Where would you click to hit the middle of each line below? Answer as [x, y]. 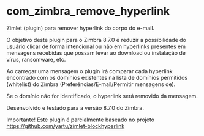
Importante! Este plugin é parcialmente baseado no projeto [81, 120]
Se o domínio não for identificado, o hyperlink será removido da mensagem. [102, 96]
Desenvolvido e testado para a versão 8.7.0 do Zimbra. [75, 107]
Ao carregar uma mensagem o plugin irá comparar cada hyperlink [89, 71]
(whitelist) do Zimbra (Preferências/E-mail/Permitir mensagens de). [91, 84]
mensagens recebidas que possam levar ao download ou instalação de [96, 52]
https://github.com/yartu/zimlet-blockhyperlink [66, 126]
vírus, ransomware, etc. [36, 59]
